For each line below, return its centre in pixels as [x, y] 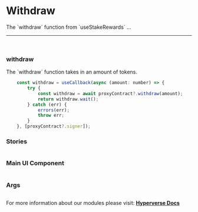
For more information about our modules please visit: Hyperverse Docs [93, 203]
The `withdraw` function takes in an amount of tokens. [72, 72]
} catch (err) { [47, 105]
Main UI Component [35, 163]
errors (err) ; [53, 110]
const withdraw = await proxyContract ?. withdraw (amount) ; [110, 93]
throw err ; [51, 116]
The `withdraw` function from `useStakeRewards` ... [69, 27]
